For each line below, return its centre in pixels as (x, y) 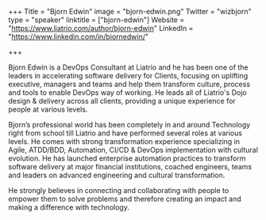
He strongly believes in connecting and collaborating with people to (119, 190)
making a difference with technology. (69, 207)
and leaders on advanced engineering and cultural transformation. (117, 175)
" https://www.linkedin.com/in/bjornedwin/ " (79, 36)
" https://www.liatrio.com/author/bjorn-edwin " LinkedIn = (101, 28)
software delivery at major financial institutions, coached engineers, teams (130, 167)
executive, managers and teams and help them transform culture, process (129, 84)
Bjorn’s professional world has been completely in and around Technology (129, 125)
